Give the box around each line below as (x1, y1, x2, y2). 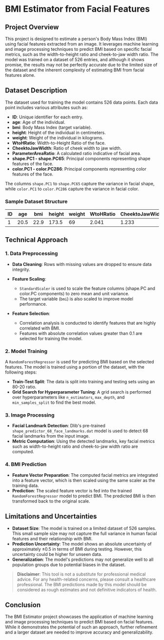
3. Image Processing (5, 412, 55, 419)
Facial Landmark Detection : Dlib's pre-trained (12, 423, 106, 429)
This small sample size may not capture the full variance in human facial (12, 530, 157, 536)
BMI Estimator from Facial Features (5, 3, 150, 15)
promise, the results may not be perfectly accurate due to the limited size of (5, 62, 158, 67)
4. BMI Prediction (5, 461, 47, 468)
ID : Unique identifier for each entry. (12, 114, 83, 120)
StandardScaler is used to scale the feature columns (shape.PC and (19, 285, 155, 291)
